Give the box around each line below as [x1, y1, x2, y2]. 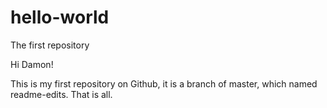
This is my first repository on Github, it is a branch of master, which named [10, 77, 318, 90]
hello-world [10, 6, 110, 29]
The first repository [10, 39, 90, 51]
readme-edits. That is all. [10, 88, 113, 100]
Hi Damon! [10, 58, 54, 70]
